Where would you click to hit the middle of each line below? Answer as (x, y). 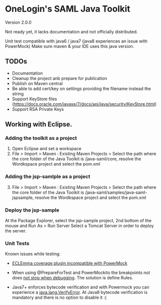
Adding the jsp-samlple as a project (48, 177)
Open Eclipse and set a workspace (47, 149)
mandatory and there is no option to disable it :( (59, 297)
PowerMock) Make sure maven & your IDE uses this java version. (70, 46)
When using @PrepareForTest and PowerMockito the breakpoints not (81, 273)
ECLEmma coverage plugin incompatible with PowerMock (70, 263)
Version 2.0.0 (18, 22)
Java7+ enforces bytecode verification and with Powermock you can (80, 287)
